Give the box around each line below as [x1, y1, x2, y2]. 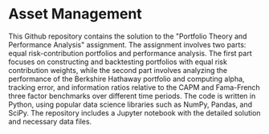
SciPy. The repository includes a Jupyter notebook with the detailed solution [8, 108, 261, 117]
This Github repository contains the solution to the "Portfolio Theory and [8, 31, 247, 41]
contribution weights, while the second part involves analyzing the [8, 65, 228, 75]
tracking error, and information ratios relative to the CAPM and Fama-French [8, 82, 261, 92]
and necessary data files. [8, 116, 92, 126]
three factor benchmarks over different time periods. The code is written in [8, 91, 256, 100]
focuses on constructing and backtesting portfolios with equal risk [8, 57, 227, 67]
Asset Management [8, 5, 142, 23]
